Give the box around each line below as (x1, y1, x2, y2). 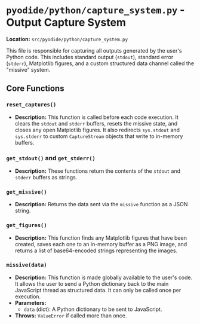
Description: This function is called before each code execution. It (14, 114, 179, 121)
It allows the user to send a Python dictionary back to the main (14, 280, 169, 287)
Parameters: (14, 299, 47, 306)
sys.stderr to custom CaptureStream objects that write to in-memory (14, 132, 183, 140)
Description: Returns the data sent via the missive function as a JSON (14, 201, 188, 208)
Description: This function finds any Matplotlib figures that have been (14, 234, 187, 242)
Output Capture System (6, 16, 127, 29)
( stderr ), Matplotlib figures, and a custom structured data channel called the (6, 60, 195, 67)
